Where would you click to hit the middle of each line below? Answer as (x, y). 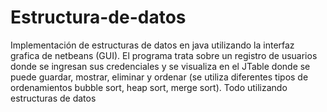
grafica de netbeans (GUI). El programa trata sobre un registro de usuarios (164, 55)
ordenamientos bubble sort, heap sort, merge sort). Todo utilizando (149, 87)
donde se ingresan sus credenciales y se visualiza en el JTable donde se (160, 66)
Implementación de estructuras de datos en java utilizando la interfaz (152, 45)
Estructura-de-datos (98, 17)
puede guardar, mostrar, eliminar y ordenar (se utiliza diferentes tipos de (159, 77)
